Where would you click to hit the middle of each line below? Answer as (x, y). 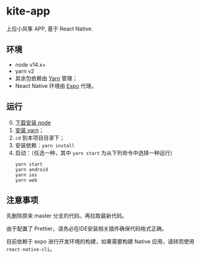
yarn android (32, 170)
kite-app (28, 11)
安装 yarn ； (29, 130)
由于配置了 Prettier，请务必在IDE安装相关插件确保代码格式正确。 (87, 229)
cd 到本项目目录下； (40, 137)
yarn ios (26, 175)
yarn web (26, 180)
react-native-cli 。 (31, 249)
